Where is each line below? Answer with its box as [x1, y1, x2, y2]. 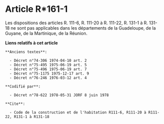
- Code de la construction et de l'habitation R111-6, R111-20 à [9, 110, 147, 115]
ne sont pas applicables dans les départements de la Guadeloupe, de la [10, 25, 156, 31]
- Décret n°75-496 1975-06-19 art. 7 [9, 67, 87, 72]
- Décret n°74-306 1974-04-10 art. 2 [9, 58, 87, 63]
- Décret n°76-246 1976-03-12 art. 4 [9, 75, 87, 80]
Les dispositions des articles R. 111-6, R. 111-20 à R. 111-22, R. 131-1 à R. [5, 20, 148, 26]
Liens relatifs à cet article [5, 40, 58, 45]
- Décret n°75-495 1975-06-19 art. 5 [9, 62, 87, 67]
